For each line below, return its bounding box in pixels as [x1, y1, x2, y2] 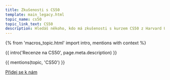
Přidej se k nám [5, 69, 38, 75]
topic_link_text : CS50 [5, 21, 53, 27]
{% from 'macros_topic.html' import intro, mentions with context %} [5, 40, 147, 46]
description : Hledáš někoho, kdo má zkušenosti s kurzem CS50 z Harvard [5, 26, 162, 31]
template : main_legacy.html [5, 12, 65, 17]
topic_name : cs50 [5, 17, 42, 22]
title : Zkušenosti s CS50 [5, 7, 60, 13]
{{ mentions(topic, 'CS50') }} [5, 59, 65, 65]
